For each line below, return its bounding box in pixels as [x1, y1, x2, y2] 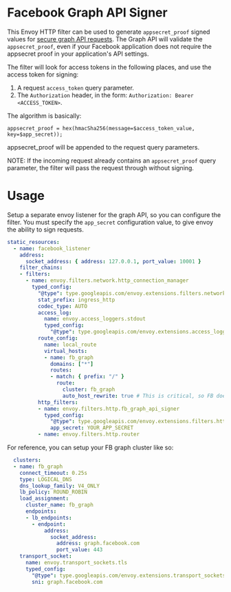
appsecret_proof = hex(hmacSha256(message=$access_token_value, [7, 125, 195, 132]
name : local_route [43, 341, 97, 348]
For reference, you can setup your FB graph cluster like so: [7, 443, 174, 451]
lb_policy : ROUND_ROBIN [19, 489, 88, 496]
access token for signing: [7, 70, 79, 79]
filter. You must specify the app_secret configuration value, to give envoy [7, 218, 214, 226]
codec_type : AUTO [37, 303, 88, 309]
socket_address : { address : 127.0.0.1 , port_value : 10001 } [25, 258, 201, 265]
